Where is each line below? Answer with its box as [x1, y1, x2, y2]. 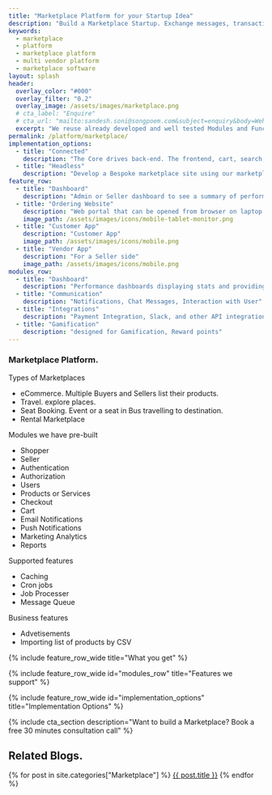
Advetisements [19, 628, 70, 638]
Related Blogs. [8, 749, 83, 763]
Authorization [19, 471, 66, 481]
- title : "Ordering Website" [15, 200, 114, 208]
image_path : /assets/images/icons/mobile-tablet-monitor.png [23, 215, 233, 223]
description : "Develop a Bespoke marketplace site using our [23, 170, 233, 178]
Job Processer [19, 588, 70, 598]
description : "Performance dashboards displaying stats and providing [23, 282, 266, 291]
